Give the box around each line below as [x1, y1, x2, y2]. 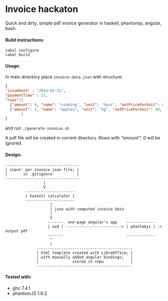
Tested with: [5, 274, 32, 280]
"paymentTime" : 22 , [5, 93, 48, 98]
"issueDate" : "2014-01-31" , [5, 88, 66, 93]
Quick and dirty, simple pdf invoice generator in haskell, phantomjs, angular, [5, 20, 161, 26]
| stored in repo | [36, 259, 133, 264]
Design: [5, 151, 22, 157]
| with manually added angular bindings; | [36, 254, 133, 259]
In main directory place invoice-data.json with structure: [5, 74, 123, 80]
